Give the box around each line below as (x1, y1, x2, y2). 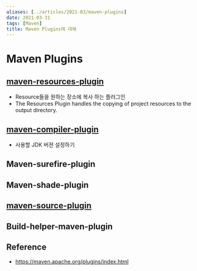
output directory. (15, 107, 58, 114)
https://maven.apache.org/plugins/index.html (15, 258, 129, 266)
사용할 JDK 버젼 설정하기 (15, 141, 75, 149)
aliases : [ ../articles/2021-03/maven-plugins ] (6, 9, 127, 15)
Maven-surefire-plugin (6, 159, 96, 169)
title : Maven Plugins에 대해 (6, 26, 77, 32)
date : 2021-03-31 (6, 15, 51, 21)
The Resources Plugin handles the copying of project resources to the (15, 100, 192, 107)
